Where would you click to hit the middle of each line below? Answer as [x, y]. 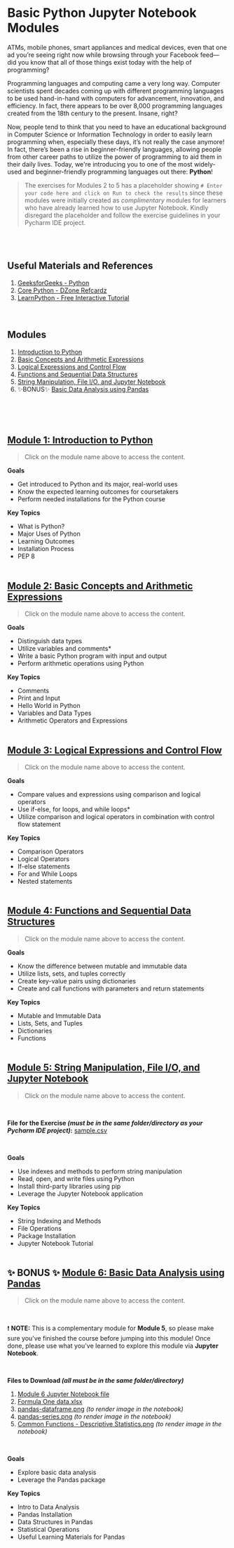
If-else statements [43, 866]
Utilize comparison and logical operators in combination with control [116, 817]
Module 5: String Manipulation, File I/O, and [104, 1068]
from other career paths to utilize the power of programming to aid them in [115, 157]
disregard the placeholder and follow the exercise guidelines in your [122, 215]
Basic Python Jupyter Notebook [102, 13]
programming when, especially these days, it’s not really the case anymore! [116, 141]
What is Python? [41, 527]
